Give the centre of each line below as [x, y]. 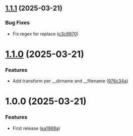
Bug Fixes [18, 23]
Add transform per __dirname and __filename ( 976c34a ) [70, 81]
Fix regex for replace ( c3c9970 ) [46, 34]
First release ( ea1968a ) [36, 128]
